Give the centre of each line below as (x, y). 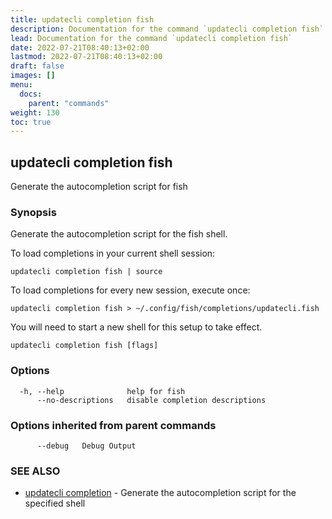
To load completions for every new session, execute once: (130, 290)
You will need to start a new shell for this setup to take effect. (136, 327)
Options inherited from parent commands (113, 425)
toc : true (31, 122)
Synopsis (33, 212)
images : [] (33, 76)
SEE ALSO (35, 471)
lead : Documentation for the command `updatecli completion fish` (151, 38)
